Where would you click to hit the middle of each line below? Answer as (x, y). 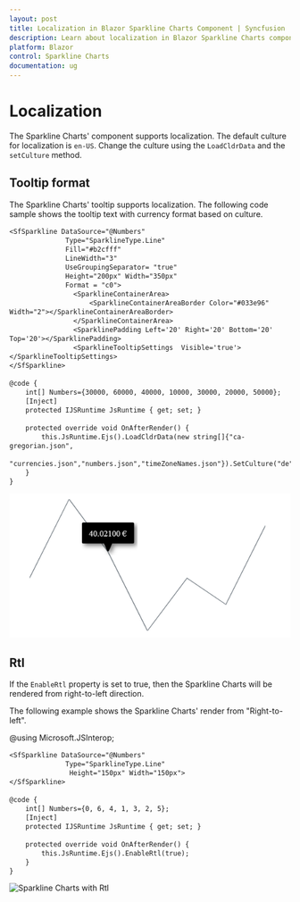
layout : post (33, 19)
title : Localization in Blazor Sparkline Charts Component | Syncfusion (147, 28)
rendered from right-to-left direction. (77, 694)
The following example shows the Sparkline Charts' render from (127, 711)
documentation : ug (43, 66)
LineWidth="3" (92, 258)
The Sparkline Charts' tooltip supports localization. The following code (139, 205)
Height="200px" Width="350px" (121, 276)
